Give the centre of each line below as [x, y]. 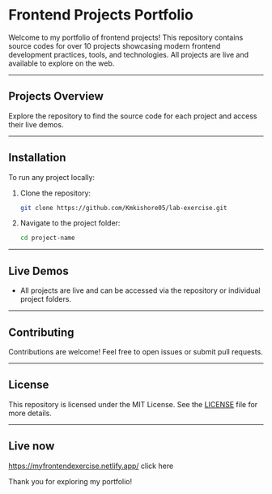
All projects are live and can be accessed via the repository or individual [140, 290]
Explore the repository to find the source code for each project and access [133, 116]
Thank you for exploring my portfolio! [70, 481]
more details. [30, 413]
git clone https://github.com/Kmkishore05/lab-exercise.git [123, 208]
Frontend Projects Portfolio [101, 15]
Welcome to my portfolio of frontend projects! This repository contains [126, 37]
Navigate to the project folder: [70, 223]
